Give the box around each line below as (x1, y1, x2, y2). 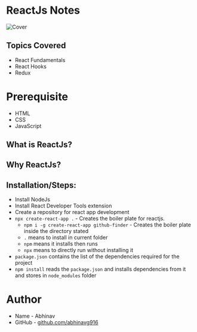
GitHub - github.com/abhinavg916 (14, 319, 98, 326)
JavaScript (14, 122, 42, 129)
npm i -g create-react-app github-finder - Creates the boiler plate (23, 221, 191, 228)
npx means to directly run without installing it (23, 247, 133, 254)
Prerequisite (6, 90, 69, 103)
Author (6, 293, 42, 306)
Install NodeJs (14, 196, 51, 203)
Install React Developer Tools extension (14, 202, 112, 209)
